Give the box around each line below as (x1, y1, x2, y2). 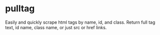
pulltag (5, 3, 35, 14)
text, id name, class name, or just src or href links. (5, 24, 107, 30)
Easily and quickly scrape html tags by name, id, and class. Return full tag (5, 19, 156, 25)
